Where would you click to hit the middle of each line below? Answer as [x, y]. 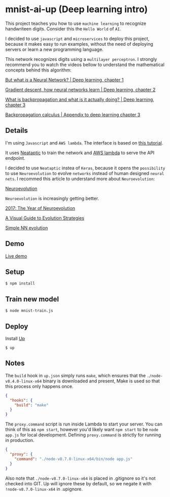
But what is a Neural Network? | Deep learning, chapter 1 [64, 80]
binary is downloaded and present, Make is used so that [101, 381]
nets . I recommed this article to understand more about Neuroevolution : [80, 179]
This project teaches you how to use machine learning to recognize [76, 23]
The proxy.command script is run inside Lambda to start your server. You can [84, 424]
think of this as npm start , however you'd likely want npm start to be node [82, 430]
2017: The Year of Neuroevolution [40, 208]
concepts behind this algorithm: [39, 70]
